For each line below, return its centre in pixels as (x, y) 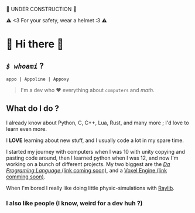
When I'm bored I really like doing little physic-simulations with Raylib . (90, 188)
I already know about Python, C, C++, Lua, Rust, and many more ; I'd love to (97, 123)
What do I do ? (33, 109)
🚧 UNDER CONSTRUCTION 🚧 (41, 9)
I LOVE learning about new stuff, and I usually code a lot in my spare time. (95, 140)
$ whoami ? (25, 65)
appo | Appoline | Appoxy (37, 79)
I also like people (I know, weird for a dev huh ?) (74, 203)
